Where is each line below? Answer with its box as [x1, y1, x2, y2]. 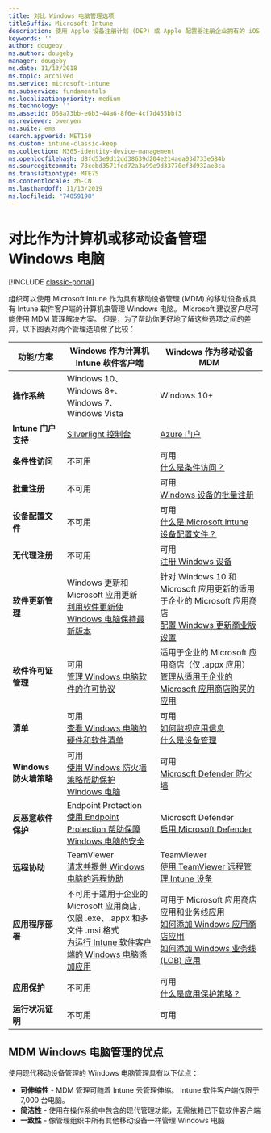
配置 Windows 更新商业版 [160, 619, 256, 630]
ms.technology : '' [8, 102, 70, 110]
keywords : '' [8, 34, 52, 43]
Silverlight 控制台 [66, 428, 131, 440]
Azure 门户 [160, 428, 202, 440]
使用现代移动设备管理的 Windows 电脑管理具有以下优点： [8, 1068, 199, 1078]
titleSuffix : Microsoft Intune [8, 19, 114, 27]
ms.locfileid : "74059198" [8, 192, 95, 200]
